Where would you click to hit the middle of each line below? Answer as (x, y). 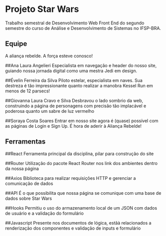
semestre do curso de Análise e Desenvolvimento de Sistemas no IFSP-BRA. (83, 28)
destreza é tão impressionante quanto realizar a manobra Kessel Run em (79, 85)
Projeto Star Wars (42, 9)
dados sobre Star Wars (28, 198)
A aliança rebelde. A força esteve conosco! (49, 56)
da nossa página (22, 168)
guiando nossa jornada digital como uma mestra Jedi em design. (71, 71)
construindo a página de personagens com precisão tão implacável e (76, 106)
